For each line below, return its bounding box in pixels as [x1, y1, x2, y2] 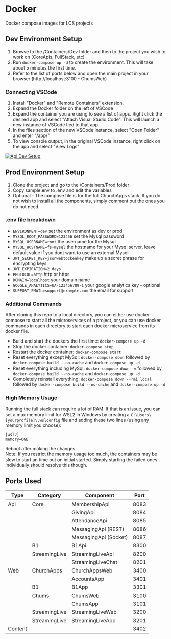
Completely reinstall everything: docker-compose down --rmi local [12, 376, 152, 382]
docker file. [5, 328, 29, 334]
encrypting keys [12, 260, 47, 266]
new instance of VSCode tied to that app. [12, 122, 100, 128]
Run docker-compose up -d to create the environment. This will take [12, 59, 154, 65]
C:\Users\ [130, 412, 152, 417]
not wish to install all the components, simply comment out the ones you [12, 198, 165, 204]
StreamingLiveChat [71, 558, 117, 565]
